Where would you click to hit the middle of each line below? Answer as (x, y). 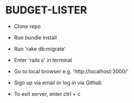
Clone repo (27, 26)
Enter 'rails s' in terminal (43, 60)
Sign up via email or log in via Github (58, 83)
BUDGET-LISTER (46, 10)
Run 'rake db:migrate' (40, 49)
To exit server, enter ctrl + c (47, 94)
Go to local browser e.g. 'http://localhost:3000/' (71, 71)
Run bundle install (35, 37)
